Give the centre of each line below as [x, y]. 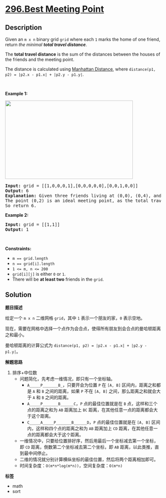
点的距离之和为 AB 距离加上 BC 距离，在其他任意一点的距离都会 [90, 410]
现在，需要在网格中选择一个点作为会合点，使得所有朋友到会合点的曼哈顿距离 [83, 328]
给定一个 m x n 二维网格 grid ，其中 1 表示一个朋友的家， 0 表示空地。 [75, 318]
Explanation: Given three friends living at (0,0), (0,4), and [83, 196]
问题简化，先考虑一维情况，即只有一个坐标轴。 [67, 378]
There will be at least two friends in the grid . [58, 279]
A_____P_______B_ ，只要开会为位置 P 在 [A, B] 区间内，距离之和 [92, 385]
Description [23, 28]
